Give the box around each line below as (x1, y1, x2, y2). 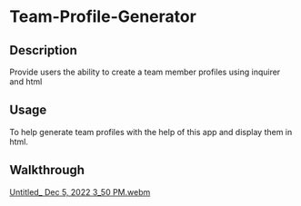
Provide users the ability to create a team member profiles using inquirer (9, 66, 281, 77)
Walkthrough (9, 162, 85, 178)
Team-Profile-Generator (9, 6, 197, 27)
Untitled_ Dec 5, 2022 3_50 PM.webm (9, 186, 151, 197)
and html (9, 76, 43, 87)
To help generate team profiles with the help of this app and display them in (9, 126, 293, 137)
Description (9, 43, 77, 58)
